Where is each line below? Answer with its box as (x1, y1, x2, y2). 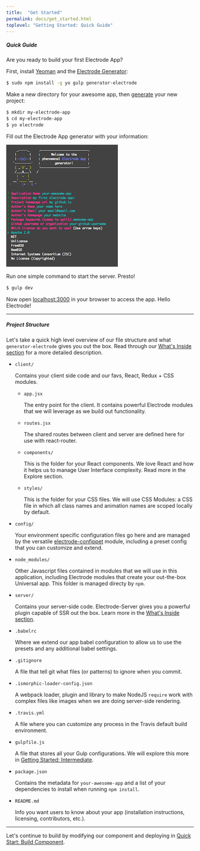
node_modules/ (14, 556, 50, 562)
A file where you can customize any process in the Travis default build (14, 720, 187, 727)
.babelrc (14, 628, 37, 634)
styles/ (23, 485, 43, 491)
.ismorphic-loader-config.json (14, 680, 93, 687)
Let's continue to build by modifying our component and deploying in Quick (6, 832, 192, 839)
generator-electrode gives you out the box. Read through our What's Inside (6, 342, 192, 349)
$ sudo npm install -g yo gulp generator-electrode (6, 80, 137, 86)
